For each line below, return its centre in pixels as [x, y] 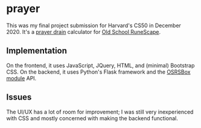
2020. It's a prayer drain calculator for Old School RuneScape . [84, 31]
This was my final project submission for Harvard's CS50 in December [94, 25]
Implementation [37, 51]
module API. [21, 78]
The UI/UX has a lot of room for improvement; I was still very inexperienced [100, 112]
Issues [19, 98]
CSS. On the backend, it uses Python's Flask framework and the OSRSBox [98, 72]
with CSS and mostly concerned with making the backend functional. [92, 118]
